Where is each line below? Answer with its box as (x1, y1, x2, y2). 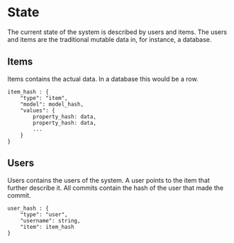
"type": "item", (20, 94, 69, 101)
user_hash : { (7, 205, 50, 212)
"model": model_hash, (20, 101, 84, 108)
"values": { (20, 107, 55, 114)
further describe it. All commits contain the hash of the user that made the (7, 183, 224, 192)
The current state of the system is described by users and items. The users (7, 28, 228, 36)
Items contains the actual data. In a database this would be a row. (7, 74, 199, 83)
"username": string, (20, 217, 81, 224)
